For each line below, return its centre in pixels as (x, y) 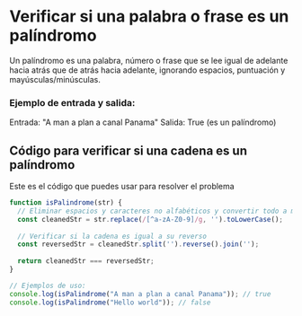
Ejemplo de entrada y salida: (72, 102)
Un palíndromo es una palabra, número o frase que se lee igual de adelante (149, 60)
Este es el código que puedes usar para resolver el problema (122, 187)
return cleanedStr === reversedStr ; (86, 261)
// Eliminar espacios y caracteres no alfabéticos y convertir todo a (152, 211)
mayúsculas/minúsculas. (55, 79)
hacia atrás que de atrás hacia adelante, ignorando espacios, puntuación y (147, 70)
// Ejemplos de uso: (48, 285)
